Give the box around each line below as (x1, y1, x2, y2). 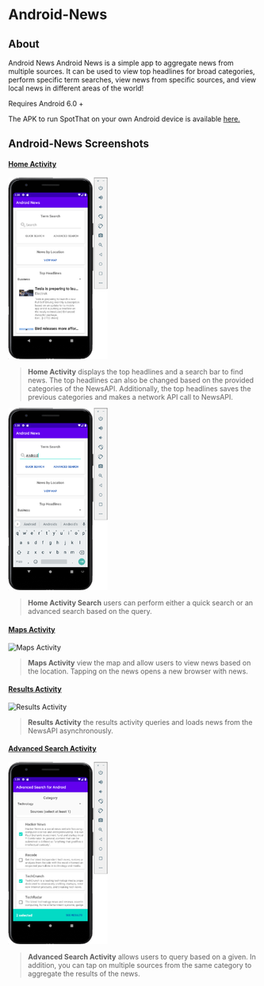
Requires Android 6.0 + (8, 99, 84, 108)
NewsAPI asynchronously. (27, 726, 113, 735)
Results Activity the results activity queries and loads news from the (27, 717, 253, 727)
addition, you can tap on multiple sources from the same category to (27, 960, 252, 969)
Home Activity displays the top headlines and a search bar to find (27, 367, 243, 377)
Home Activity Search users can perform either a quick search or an (27, 598, 254, 608)
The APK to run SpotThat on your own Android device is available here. (8, 114, 240, 124)
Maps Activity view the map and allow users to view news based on (27, 658, 251, 667)
